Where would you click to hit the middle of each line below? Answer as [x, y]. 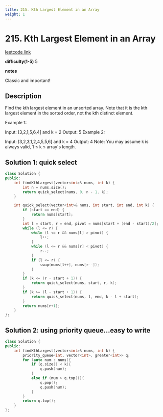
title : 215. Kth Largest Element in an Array [52, 10]
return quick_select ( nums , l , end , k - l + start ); [85, 297]
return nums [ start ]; [52, 215]
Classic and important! [28, 81]
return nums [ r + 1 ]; [41, 306]
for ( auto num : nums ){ [47, 360]
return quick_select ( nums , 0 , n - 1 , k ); [66, 192]
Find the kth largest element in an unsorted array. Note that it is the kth [76, 108]
